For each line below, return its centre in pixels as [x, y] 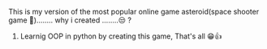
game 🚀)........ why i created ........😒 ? [70, 20]
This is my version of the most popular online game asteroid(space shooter [134, 12]
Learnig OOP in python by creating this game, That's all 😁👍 [121, 36]
